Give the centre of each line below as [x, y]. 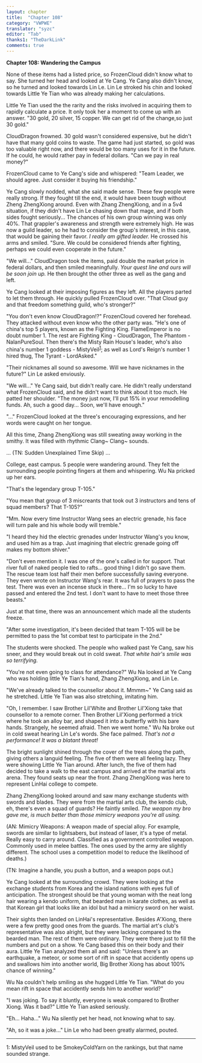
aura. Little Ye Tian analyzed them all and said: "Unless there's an [87, 951]
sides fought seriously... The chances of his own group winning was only [96, 217]
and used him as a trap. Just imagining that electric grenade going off [93, 543]
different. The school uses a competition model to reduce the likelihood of [98, 852]
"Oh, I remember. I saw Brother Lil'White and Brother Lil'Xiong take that [94, 708]
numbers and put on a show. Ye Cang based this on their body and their [95, 945]
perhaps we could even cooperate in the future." [66, 249]
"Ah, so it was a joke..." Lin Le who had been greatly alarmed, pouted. [92, 1030]
